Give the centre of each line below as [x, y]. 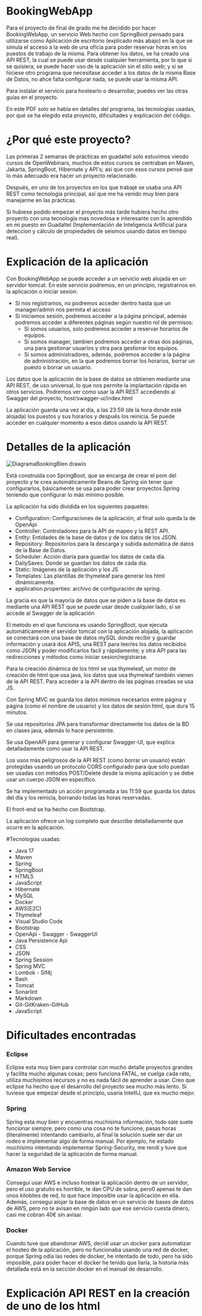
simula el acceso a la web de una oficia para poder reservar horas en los [96, 47]
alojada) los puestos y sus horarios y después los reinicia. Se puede [90, 416]
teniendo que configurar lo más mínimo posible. [65, 494]
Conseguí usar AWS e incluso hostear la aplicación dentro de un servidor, [98, 1182]
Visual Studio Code [39, 921]
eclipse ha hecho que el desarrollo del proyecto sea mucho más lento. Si [96, 1087]
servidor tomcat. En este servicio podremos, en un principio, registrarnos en [101, 285]
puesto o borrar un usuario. [58, 367]
